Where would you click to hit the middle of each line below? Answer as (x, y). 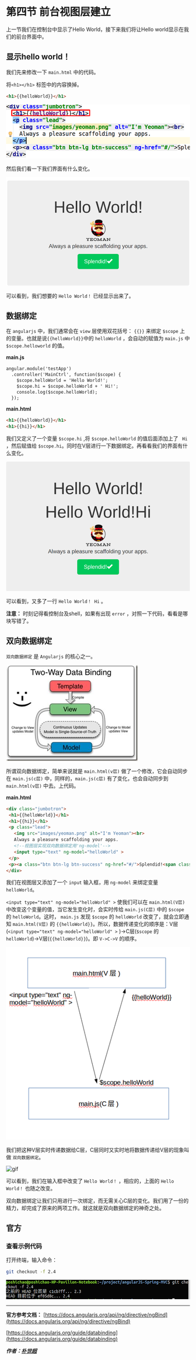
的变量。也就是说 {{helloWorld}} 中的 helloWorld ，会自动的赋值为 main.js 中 (98, 338)
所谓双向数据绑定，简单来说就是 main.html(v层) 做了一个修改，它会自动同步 (97, 771)
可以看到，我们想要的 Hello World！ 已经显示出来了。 (70, 295)
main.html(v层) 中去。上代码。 (43, 786)
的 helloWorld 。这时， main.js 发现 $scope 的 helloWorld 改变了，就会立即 (95, 917)
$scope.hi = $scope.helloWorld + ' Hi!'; (67, 387)
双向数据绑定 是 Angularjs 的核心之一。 (51, 656)
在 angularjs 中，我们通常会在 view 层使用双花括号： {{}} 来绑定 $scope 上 (96, 331)
